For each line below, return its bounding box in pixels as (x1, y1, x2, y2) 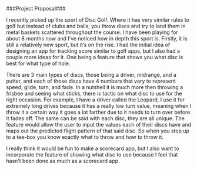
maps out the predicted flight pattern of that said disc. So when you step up (6, 127, 190, 134)
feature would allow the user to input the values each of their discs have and (6, 121, 191, 128)
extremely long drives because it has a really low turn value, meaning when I (6, 103, 192, 109)
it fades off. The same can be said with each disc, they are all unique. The (6, 115, 185, 122)
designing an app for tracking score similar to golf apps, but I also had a (6, 47, 181, 55)
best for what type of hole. (6, 60, 71, 67)
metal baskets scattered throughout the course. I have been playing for (6, 29, 178, 36)
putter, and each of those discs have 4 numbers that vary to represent (6, 77, 176, 84)
